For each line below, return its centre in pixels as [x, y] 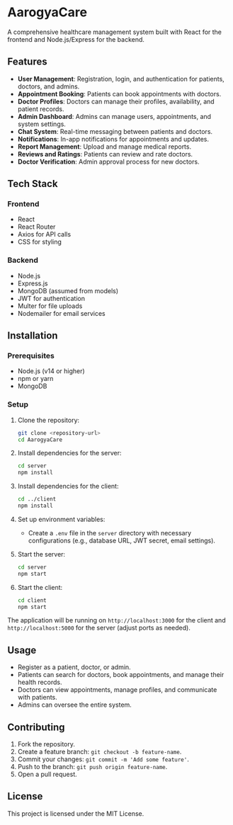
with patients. [38, 698]
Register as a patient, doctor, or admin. [74, 667]
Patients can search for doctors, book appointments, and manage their [121, 675]
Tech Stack [33, 184]
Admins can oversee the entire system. [75, 705]
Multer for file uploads [50, 306]
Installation [33, 336]
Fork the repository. [46, 744]
